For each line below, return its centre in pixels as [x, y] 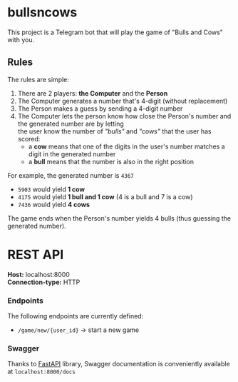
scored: [29, 139]
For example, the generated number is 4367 [71, 175]
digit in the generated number [72, 154]
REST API [36, 255]
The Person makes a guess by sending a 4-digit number [100, 109]
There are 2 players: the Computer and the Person [93, 93]
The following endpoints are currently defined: [76, 316]
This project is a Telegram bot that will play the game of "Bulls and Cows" [115, 32]
